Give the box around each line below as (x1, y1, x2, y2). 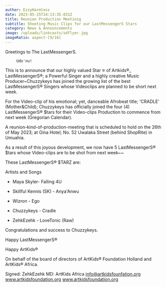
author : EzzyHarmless (5, 7, 50, 12)
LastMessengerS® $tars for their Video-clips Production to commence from (5, 109, 161, 115)
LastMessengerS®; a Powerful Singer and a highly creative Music (5, 73, 140, 79)
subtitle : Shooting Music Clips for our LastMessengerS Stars (5, 21, 137, 26)
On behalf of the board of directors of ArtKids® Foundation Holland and (5, 256, 152, 262)
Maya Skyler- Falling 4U (12, 178, 62, 185)
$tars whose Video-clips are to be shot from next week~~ (5, 149, 124, 155)
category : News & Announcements (5, 26, 72, 31)
